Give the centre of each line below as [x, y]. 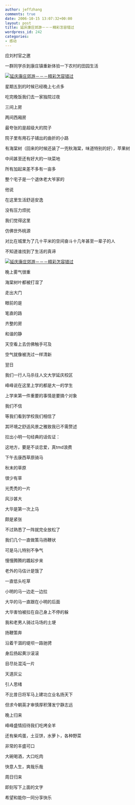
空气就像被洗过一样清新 [28, 354]
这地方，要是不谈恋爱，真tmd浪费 [39, 447]
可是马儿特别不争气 [24, 550]
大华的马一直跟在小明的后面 [33, 601]
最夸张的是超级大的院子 [28, 128]
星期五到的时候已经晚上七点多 [35, 86]
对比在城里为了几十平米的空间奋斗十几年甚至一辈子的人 [60, 241]
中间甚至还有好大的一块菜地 [33, 159]
